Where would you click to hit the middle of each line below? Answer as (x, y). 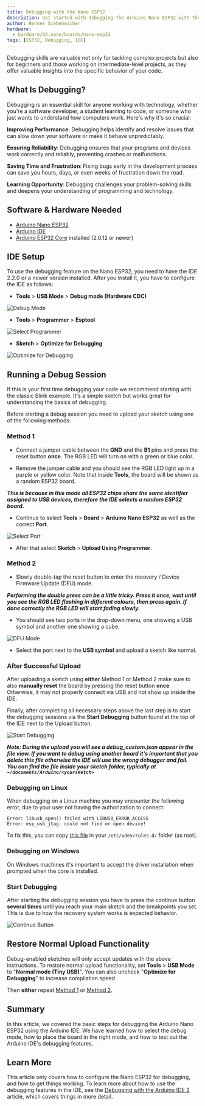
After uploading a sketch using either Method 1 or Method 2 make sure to (99, 679)
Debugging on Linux (37, 788)
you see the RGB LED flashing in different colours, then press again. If (97, 601)
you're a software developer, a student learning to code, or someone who (99, 111)
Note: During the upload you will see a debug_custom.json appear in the (100, 747)
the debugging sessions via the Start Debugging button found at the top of (101, 717)
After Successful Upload (44, 666)
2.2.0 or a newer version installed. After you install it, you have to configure (101, 278)
